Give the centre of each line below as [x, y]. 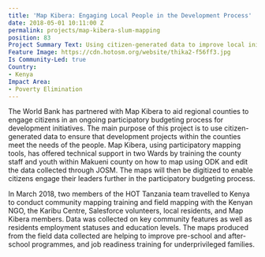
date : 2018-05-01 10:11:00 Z [56, 23]
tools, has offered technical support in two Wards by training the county [125, 153]
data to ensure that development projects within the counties [142, 137]
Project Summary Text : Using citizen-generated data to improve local [127, 45]
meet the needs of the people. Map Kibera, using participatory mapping [125, 145]
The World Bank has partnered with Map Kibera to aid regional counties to [129, 111]
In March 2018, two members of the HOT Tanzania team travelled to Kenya [129, 194]
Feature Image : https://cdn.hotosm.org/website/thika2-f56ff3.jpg [119, 52]
